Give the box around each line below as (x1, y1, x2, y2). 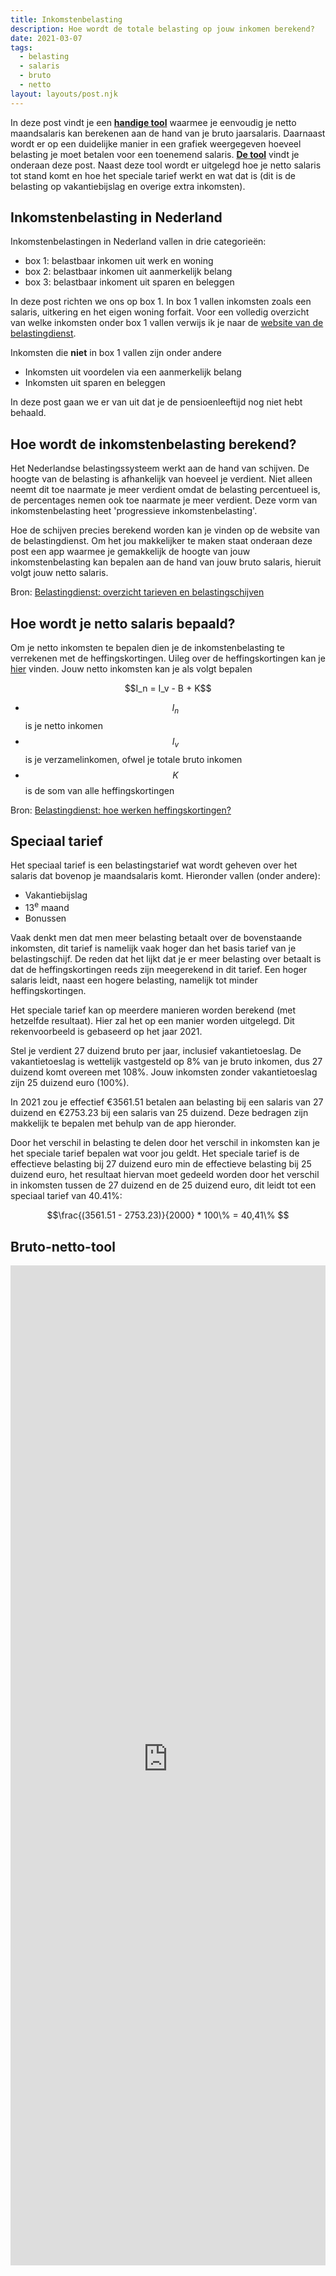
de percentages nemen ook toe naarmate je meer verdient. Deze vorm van (10, 494, 318, 506)
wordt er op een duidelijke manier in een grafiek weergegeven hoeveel (10, 137, 302, 150)
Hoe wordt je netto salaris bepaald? (10, 615, 236, 632)
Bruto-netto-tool (10, 1238, 116, 1255)
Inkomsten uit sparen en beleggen (24, 377, 166, 389)
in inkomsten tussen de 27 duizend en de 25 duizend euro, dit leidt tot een (10, 1179, 317, 1191)
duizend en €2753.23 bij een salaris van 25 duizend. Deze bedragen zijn (10, 1107, 309, 1119)
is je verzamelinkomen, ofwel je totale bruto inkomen (24, 753, 243, 765)
